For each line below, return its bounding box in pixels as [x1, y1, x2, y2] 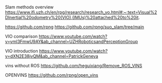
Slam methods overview [5, 4, 54, 10]
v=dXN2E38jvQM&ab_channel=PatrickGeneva [5, 53, 98, 59]
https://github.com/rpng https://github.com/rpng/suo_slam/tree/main [5, 24, 144, 30]
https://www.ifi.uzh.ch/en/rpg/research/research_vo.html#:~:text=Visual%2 [5, 9, 158, 15]
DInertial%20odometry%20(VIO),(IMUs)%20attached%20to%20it [5, 15, 139, 20]
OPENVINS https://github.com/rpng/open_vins [5, 72, 99, 78]
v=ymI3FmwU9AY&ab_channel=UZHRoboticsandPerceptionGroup [5, 39, 138, 44]
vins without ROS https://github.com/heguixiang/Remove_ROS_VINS [5, 63, 142, 68]
